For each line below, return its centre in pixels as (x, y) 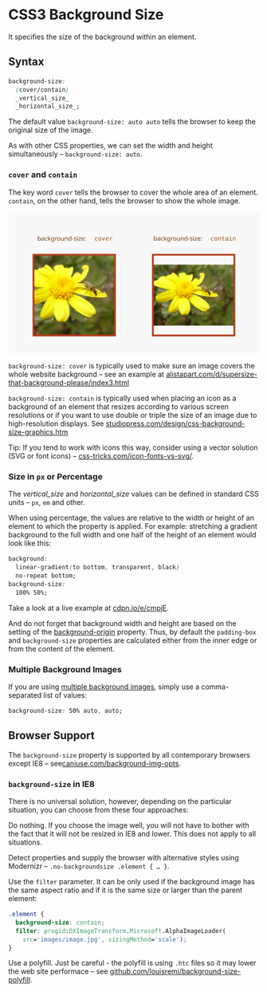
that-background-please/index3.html (69, 383)
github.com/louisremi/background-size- (175, 971)
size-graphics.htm (38, 432)
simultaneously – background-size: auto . (75, 154)
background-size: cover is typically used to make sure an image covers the (132, 366)
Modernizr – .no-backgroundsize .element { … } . (89, 866)
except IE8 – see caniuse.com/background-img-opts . (95, 763)
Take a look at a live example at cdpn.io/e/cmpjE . (88, 608)
